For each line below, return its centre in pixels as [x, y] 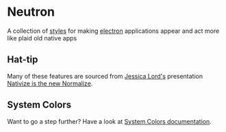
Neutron [31, 12]
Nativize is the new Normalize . [50, 83]
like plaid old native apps [42, 38]
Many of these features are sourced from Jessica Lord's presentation [105, 76]
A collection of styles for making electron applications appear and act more [113, 31]
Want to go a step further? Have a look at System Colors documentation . [109, 121]
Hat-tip [23, 60]
